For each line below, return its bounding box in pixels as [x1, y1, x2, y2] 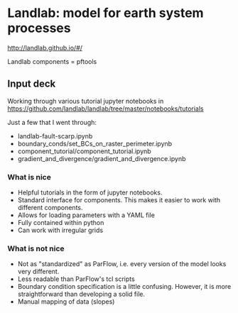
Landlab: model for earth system [7, 5, 204, 21]
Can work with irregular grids [17, 226, 104, 235]
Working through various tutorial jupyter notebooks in [7, 97, 164, 105]
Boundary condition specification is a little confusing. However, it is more [17, 282, 232, 291]
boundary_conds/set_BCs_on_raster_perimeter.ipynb [17, 139, 173, 148]
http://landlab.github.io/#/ [7, 43, 83, 52]
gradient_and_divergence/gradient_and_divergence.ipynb [17, 154, 186, 163]
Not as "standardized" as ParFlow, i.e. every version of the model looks [17, 260, 227, 268]
